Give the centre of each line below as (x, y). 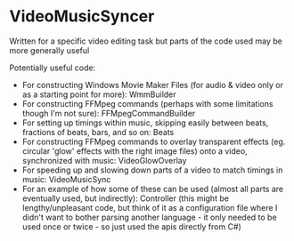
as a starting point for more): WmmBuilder (99, 94)
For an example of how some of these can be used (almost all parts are (152, 189)
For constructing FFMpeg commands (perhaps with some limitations (147, 103)
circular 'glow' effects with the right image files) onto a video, (135, 151)
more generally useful (49, 50)
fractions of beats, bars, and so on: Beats (98, 132)
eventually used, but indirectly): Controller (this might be (126, 198)
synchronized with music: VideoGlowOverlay (104, 160)
